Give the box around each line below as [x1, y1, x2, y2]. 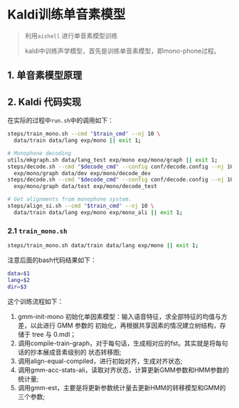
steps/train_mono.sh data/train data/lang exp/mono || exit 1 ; [7, 242, 199, 249]
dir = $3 [7, 283, 27, 291]
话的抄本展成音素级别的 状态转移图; [17, 347, 122, 356]
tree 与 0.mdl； [31, 330, 77, 338]
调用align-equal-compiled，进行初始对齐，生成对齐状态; [17, 357, 183, 365]
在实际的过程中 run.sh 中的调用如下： [7, 116, 114, 125]
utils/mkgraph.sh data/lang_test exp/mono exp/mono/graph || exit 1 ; [7, 156, 218, 164]
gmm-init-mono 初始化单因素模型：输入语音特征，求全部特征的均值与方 [17, 312, 228, 320]
